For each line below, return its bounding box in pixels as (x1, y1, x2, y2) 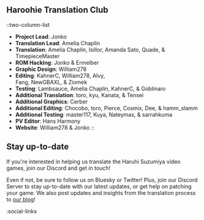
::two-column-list (6, 21, 50, 28)
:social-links (6, 207, 37, 215)
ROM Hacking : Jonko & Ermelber (15, 59, 99, 66)
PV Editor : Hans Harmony (15, 117, 81, 125)
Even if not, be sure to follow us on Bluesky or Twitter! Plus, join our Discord (6, 176, 198, 183)
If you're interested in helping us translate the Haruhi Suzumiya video (6, 158, 181, 165)
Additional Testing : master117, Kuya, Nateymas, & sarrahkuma (15, 111, 173, 118)
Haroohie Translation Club (6, 5, 108, 15)
